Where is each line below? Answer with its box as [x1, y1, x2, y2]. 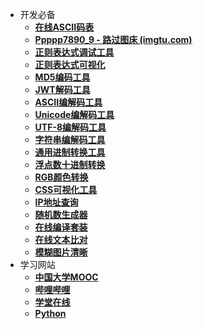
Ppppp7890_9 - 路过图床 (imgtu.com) [34, 34, 193, 45]
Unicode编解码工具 [34, 109, 115, 120]
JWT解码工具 [34, 84, 91, 95]
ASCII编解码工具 [34, 96, 103, 108]
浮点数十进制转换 [34, 159, 106, 170]
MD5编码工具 [34, 71, 91, 83]
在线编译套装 [34, 221, 88, 233]
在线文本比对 [34, 234, 88, 245]
